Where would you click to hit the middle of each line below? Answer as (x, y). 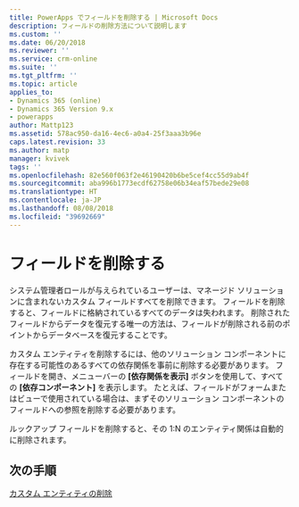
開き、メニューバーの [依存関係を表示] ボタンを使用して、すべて (166, 376)
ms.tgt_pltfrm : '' (43, 76)
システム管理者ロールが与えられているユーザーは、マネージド (122, 290)
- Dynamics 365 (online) (55, 100)
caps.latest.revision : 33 (57, 142)
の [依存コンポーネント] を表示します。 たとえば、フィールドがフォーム (140, 387)
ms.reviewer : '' (39, 51)
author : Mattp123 (42, 126)
